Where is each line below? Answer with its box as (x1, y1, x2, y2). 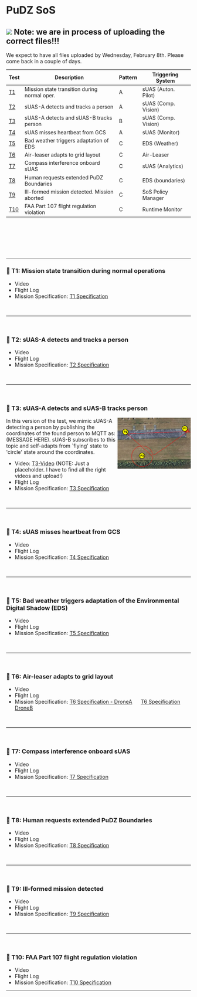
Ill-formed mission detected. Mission (24, 188, 114, 195)
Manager (142, 194, 164, 201)
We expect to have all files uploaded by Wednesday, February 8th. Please (6, 52, 184, 59)
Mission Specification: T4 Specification (14, 554, 110, 561)
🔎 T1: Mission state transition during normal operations (6, 267, 166, 275)
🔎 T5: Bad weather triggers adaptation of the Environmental (6, 596, 179, 605)
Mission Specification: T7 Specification (14, 773, 108, 780)
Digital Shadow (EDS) (6, 603, 68, 612)
